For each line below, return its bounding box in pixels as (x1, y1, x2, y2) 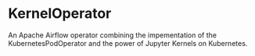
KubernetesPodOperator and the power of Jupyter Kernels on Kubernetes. (8, 38, 248, 47)
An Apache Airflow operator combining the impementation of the (8, 30, 217, 40)
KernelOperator (8, 5, 112, 23)
